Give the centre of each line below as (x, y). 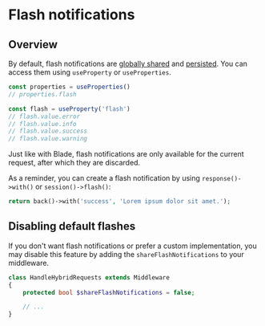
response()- (221, 179)
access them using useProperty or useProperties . (90, 72)
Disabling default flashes (72, 226)
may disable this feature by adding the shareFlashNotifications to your (126, 254)
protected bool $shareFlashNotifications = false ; (109, 292)
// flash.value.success (48, 131)
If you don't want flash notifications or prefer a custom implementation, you (133, 246)
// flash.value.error (44, 116)
